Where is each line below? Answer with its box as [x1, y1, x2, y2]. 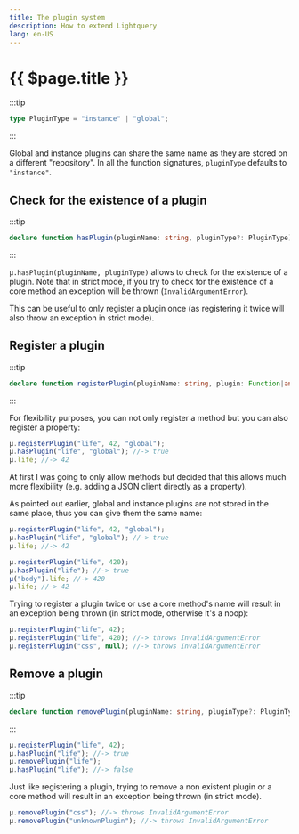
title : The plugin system [9, 12, 105, 22]
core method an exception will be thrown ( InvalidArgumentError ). [9, 286, 249, 296]
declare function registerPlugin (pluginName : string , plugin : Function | [9, 379, 285, 388]
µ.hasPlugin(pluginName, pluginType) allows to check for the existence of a [9, 266, 288, 277]
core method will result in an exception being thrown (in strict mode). [9, 791, 263, 802]
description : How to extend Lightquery [9, 21, 158, 30]
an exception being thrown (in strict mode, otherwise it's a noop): [9, 608, 249, 619]
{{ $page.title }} [9, 68, 129, 88]
